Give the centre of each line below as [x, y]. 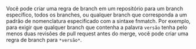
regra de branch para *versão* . [44, 40]
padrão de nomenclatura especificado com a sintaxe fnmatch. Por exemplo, [98, 21]
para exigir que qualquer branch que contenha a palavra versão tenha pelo [97, 27]
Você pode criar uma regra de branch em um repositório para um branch [95, 9]
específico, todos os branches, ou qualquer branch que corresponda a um [97, 15]
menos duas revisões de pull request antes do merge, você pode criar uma [97, 34]
